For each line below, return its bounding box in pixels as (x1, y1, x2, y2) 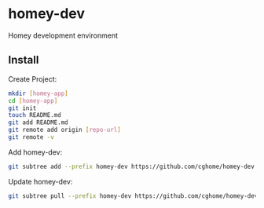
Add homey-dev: (8, 147, 63, 157)
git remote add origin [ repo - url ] (8, 126, 122, 134)
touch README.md (8, 111, 61, 119)
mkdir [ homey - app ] (8, 89, 68, 97)
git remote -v (8, 133, 55, 141)
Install (8, 53, 39, 67)
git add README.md (8, 119, 68, 126)
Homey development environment (8, 31, 119, 40)
